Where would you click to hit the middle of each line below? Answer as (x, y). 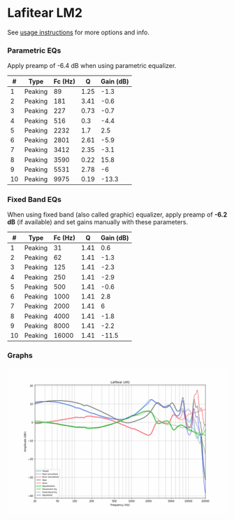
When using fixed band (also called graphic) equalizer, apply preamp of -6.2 (117, 214)
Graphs (20, 355)
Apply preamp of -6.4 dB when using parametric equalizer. (92, 66)
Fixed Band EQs (34, 199)
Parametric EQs (34, 50)
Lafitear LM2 (45, 13)
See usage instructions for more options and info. (79, 32)
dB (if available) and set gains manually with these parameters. (98, 222)
